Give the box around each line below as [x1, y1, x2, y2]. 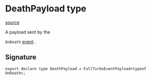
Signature [5, 53, 36, 62]
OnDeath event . [5, 38, 36, 45]
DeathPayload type [5, 3, 86, 14]
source [5, 19, 20, 25]
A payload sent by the [5, 29, 50, 35]
